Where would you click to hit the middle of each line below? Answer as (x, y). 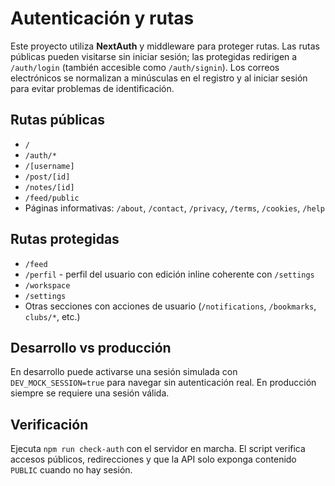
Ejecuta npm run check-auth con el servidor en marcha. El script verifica (158, 449)
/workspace (47, 285)
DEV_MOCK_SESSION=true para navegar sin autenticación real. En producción (163, 383)
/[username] (49, 166)
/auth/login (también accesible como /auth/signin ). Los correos (145, 67)
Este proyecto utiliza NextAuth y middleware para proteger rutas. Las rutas (165, 46)
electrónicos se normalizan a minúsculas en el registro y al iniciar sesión (159, 78)
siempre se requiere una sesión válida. (90, 393)
